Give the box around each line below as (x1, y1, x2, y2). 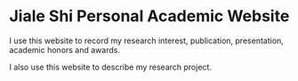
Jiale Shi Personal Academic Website (9, 6, 290, 26)
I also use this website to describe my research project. (9, 62, 212, 72)
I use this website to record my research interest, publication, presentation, (9, 35, 285, 46)
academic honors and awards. (9, 44, 120, 55)
